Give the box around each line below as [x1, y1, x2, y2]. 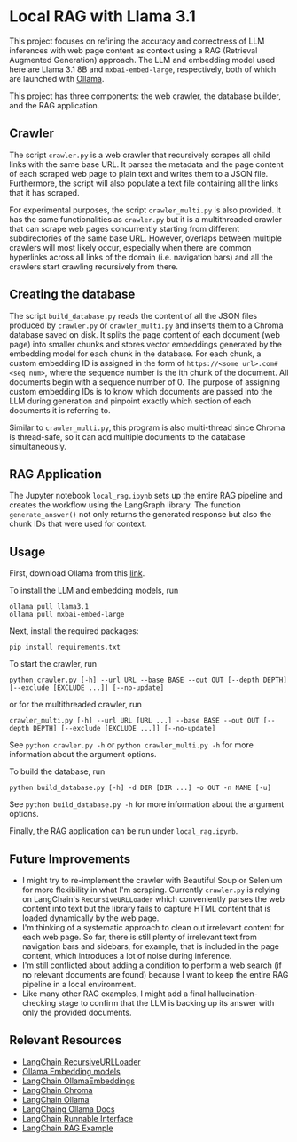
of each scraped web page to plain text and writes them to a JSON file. [9, 168, 269, 179]
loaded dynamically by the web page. [21, 913, 160, 923]
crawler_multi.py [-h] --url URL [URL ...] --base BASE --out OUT [9, 716, 260, 725]
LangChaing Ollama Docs [21, 1104, 115, 1114]
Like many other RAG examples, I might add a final [21, 988, 207, 999]
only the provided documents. [21, 1007, 132, 1018]
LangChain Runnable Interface [21, 1113, 134, 1123]
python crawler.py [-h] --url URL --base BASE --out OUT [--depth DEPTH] [9, 675, 288, 685]
